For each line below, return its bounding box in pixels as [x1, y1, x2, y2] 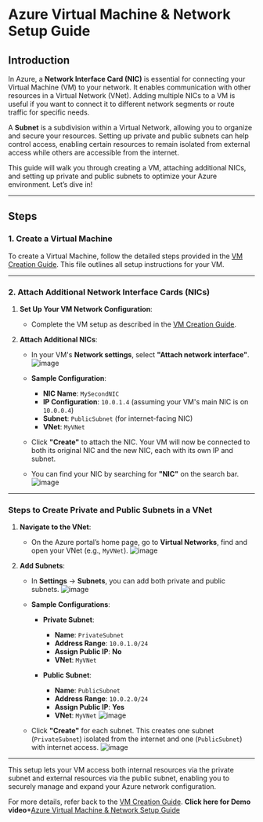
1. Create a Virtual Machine [8, 233, 113, 244]
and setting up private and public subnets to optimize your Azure [8, 171, 218, 181]
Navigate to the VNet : [19, 522, 92, 532]
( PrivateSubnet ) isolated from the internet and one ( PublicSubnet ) [31, 734, 243, 743]
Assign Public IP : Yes [54, 703, 125, 712]
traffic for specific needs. [8, 108, 90, 117]
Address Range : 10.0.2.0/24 [54, 694, 149, 703]
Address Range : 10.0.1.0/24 [54, 638, 149, 648]
